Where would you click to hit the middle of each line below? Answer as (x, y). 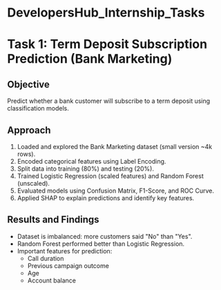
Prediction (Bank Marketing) (90, 59)
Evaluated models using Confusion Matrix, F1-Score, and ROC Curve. (115, 191)
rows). (26, 154)
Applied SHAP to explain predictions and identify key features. (106, 198)
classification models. (38, 108)
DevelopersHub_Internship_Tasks (106, 13)
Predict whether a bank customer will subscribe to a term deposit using (109, 101)
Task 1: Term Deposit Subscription (107, 45)
